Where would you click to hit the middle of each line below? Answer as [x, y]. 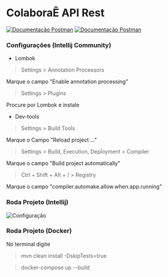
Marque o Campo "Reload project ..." [52, 140]
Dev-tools [27, 117]
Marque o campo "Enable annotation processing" [67, 82]
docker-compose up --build [55, 267]
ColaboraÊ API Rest [55, 13]
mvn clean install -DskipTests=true [64, 255]
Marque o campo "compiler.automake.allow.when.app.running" [84, 187]
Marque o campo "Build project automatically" [63, 163]
